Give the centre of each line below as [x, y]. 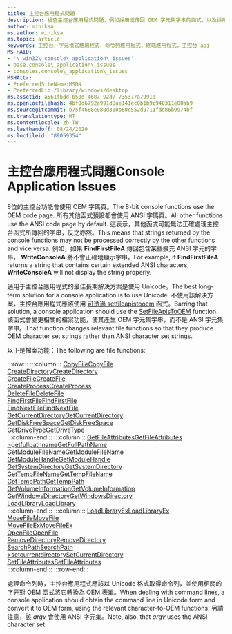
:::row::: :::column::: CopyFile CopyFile [60, 364]
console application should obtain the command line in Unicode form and [111, 600]
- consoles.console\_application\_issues [68, 71]
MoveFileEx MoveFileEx [40, 526]
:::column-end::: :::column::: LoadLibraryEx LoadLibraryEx [88, 511]
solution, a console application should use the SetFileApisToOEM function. [113, 312]
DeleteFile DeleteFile [36, 393]
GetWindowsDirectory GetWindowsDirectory [70, 496]
